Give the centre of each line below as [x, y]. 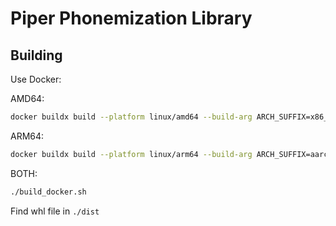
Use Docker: [36, 79]
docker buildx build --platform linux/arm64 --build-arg [131, 154]
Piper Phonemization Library [131, 18]
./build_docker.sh [48, 192]
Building [36, 55]
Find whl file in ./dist [55, 211]
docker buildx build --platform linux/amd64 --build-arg [131, 117]
